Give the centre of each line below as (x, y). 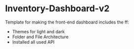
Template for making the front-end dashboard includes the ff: (67, 22)
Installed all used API (33, 42)
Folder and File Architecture (40, 37)
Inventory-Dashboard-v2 (57, 9)
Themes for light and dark (38, 31)
